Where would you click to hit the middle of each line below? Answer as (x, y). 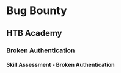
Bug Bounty (37, 11)
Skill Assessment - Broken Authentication (61, 65)
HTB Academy (34, 33)
